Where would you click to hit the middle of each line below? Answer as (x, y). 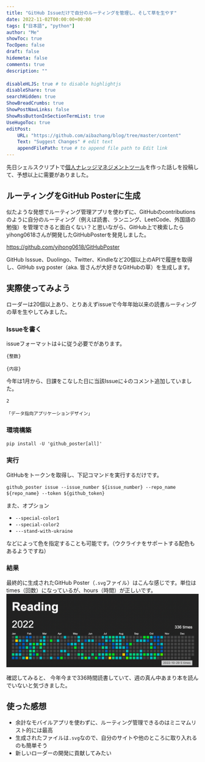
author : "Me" (23, 32)
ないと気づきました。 (44, 685)
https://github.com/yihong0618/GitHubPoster (63, 247)
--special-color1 (37, 518)
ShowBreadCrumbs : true (35, 103)
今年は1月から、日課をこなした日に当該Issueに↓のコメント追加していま (96, 381)
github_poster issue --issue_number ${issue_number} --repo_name (91, 487)
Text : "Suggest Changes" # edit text (65, 142)
